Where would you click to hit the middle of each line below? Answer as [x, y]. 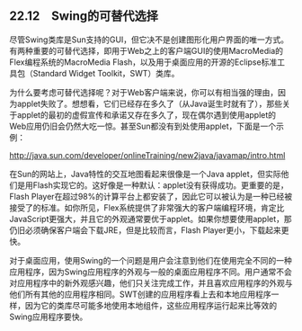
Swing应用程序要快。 [49, 317]
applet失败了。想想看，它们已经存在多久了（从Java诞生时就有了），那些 [150, 103]
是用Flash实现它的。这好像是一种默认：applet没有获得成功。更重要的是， [153, 185]
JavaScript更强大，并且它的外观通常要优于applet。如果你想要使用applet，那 [151, 219]
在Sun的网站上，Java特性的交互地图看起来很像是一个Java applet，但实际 [145, 174]
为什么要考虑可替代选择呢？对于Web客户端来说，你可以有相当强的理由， [144, 92]
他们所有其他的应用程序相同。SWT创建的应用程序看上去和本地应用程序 [140, 294]
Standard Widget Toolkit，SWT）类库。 [106, 73]
